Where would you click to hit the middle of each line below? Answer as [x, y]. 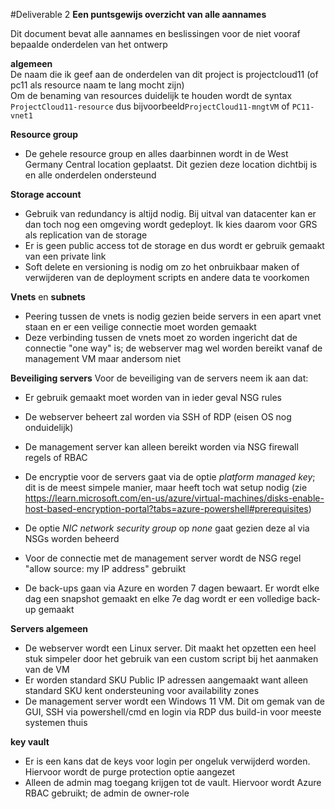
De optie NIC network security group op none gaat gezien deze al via [167, 528]
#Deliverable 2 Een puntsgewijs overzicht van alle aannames [138, 14]
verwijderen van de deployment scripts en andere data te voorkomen [167, 277]
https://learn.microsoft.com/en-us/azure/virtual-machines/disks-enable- [174, 498]
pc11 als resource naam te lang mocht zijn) [97, 85]
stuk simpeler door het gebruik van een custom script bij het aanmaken [171, 658]
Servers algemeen [49, 628]
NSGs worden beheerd [72, 538]
